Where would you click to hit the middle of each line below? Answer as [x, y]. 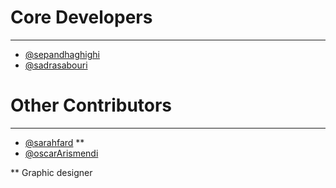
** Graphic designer [51, 172]
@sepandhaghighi [62, 54]
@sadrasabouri [56, 65]
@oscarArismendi [61, 153]
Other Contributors [91, 105]
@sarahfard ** [54, 142]
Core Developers [81, 17]
